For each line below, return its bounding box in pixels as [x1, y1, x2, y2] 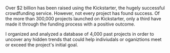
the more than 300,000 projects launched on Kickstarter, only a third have [5, 16, 161, 21]
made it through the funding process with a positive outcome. [5, 21, 136, 27]
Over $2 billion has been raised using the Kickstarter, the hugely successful [5, 5, 165, 11]
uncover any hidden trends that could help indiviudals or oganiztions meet [5, 36, 162, 42]
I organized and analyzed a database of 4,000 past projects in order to [5, 31, 155, 37]
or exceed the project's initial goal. [5, 42, 78, 48]
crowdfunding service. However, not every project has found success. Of [5, 10, 160, 16]
